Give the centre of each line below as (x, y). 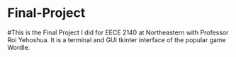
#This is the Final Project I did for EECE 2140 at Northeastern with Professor (118, 32)
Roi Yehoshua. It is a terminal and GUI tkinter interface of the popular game (117, 39)
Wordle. (19, 47)
